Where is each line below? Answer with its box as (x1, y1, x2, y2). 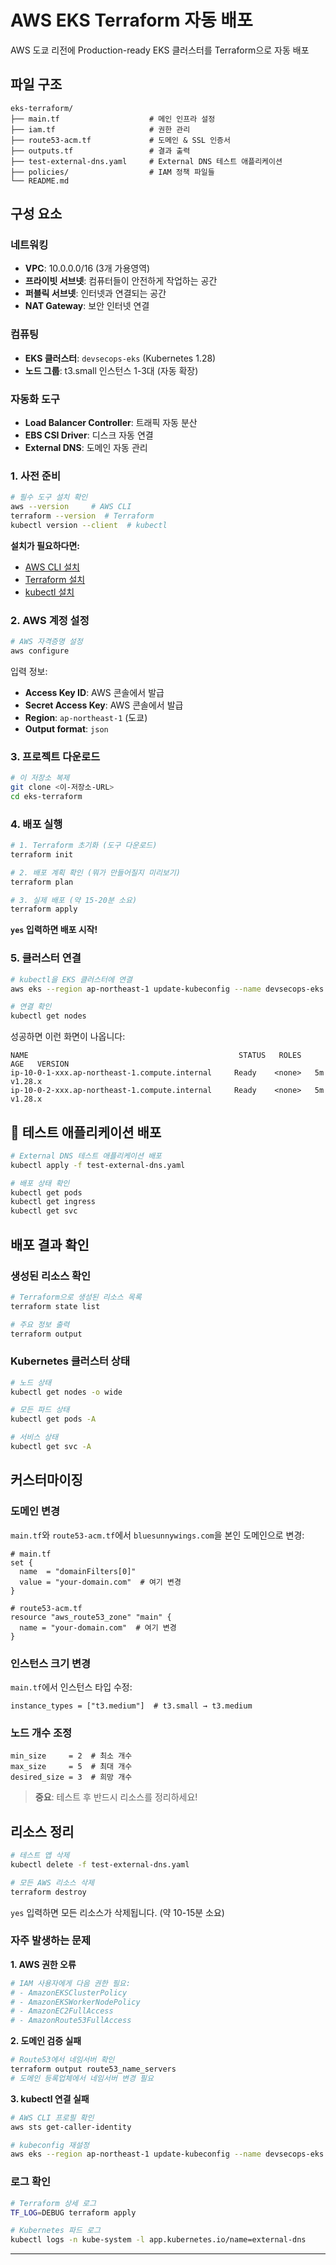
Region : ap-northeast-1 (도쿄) (24, 711, 148, 723)
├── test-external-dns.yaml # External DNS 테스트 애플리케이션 (10, 156, 283, 166)
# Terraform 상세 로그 (10, 2198, 97, 2208)
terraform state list (10, 1301, 101, 1311)
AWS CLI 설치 (24, 561, 80, 573)
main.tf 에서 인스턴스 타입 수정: (10, 1681, 133, 1693)
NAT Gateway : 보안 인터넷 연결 (24, 300, 150, 312)
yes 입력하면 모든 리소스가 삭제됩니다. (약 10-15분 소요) (10, 1906, 225, 1918)
